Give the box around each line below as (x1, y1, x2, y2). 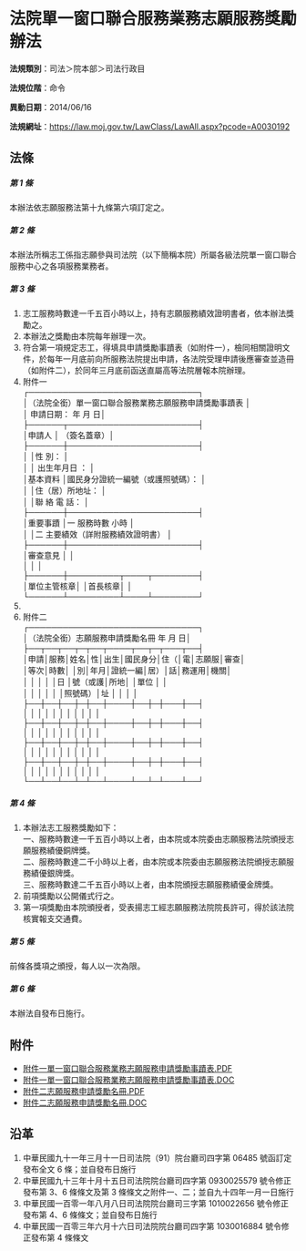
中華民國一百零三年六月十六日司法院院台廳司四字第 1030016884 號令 (22, 1220, 282, 1231)
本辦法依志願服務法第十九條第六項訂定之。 (9, 202, 169, 213)
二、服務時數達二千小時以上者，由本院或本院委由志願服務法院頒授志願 (22, 856, 287, 867)
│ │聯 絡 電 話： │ (22, 497, 89, 508)
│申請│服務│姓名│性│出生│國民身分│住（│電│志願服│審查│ (22, 653, 246, 665)
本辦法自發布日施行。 (9, 1008, 89, 1019)
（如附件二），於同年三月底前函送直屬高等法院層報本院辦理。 (22, 365, 250, 376)
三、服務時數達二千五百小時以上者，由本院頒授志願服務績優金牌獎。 (22, 879, 279, 890)
